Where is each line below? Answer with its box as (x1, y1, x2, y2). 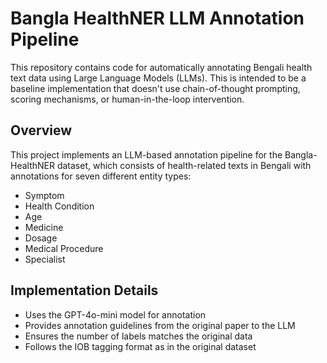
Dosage (24, 232, 58, 244)
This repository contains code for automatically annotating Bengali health (10, 61, 313, 73)
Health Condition (24, 200, 95, 212)
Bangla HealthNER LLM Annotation (10, 7, 305, 30)
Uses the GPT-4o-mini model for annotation (24, 308, 207, 321)
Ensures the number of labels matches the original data (24, 330, 253, 342)
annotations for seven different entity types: (10, 170, 192, 182)
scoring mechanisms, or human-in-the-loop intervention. (10, 93, 245, 105)
